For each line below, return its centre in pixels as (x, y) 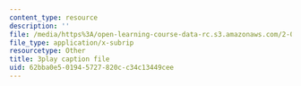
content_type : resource (54, 17)
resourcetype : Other (48, 51)
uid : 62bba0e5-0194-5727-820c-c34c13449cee (92, 68)
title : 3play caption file (60, 59)
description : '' (39, 26)
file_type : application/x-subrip (72, 43)
